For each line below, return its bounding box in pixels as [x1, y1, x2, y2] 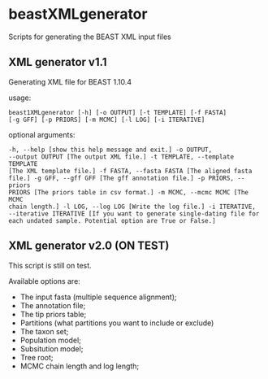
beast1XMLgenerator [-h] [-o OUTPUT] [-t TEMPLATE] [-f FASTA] [8, 108, 227, 116]
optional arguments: [8, 129, 76, 139]
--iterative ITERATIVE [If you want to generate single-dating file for [8, 209, 260, 218]
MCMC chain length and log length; [19, 361, 140, 371]
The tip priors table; [19, 309, 87, 319]
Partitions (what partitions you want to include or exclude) [19, 318, 214, 328]
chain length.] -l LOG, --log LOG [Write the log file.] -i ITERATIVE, [8, 203, 256, 211]
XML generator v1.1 [8, 55, 107, 69]
